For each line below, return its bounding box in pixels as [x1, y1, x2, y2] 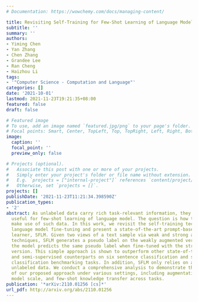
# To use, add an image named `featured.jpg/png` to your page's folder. [6, 123, 192, 129]
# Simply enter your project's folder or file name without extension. [6, 172, 192, 178]
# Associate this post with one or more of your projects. [6, 166, 160, 172]
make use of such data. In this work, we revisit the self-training [11, 221, 183, 227]
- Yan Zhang [6, 47, 35, 53]
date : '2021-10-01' [6, 91, 54, 97]
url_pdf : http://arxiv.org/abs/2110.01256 [6, 287, 112, 293]
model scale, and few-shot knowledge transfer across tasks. [11, 276, 165, 282]
